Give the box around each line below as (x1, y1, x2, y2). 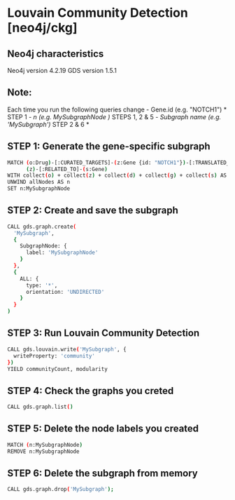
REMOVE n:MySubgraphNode (7, 447, 80, 455)
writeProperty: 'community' (13, 352, 96, 359)
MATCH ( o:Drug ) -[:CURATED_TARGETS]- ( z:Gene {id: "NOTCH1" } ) (7, 159, 187, 166)
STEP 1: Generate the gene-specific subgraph (7, 140, 211, 152)
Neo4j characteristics (7, 48, 104, 60)
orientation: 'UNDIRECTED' (25, 288, 105, 295)
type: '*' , (25, 282, 58, 289)
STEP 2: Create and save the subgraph (7, 205, 178, 217)
